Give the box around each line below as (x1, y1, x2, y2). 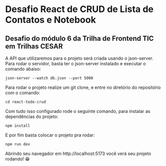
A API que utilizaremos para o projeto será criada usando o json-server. (5, 55, 153, 61)
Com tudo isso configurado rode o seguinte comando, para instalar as (5, 108, 150, 114)
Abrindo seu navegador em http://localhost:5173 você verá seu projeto (5, 150, 151, 156)
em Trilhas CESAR (5, 42, 63, 51)
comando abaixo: (5, 66, 41, 72)
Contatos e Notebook (5, 14, 97, 26)
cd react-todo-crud (5, 99, 46, 104)
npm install (5, 123, 30, 128)
